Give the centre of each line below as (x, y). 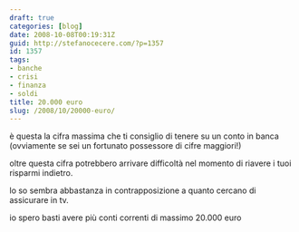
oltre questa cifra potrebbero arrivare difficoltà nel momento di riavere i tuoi (150, 163)
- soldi (24, 93)
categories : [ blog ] (46, 26)
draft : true (32, 18)
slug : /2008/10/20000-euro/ (63, 111)
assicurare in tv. (39, 200)
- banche (26, 69)
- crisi (24, 77)
